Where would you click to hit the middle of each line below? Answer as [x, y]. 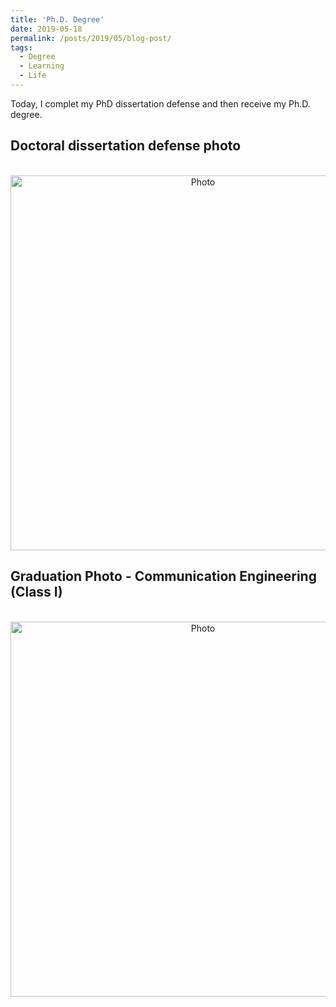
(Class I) [36, 592]
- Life [33, 76]
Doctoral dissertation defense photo [126, 146]
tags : [21, 47]
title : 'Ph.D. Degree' [57, 19]
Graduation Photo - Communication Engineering [163, 576]
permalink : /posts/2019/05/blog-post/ [91, 38]
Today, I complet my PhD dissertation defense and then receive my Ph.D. [160, 103]
